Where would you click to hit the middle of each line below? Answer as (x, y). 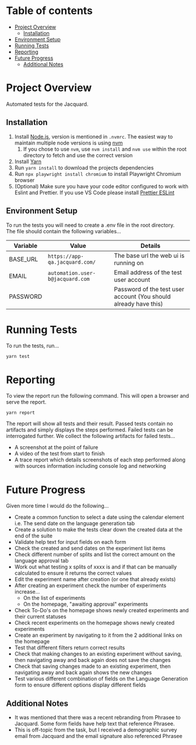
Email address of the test (148, 272)
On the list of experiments (54, 598)
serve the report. (26, 402)
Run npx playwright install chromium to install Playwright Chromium (98, 174)
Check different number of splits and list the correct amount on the (95, 554)
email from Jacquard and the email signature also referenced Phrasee (98, 736)
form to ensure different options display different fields (80, 685)
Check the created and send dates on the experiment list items (90, 549)
